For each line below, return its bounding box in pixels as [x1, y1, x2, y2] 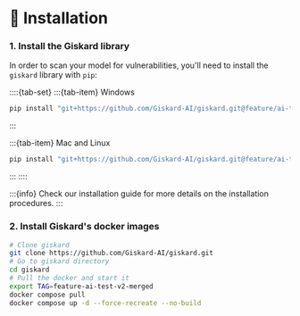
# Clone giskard [9, 240, 70, 249]
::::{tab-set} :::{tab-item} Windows [9, 87, 136, 97]
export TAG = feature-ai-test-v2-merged [9, 281, 154, 291]
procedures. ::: [9, 198, 63, 209]
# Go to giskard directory [9, 257, 110, 266]
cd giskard [9, 265, 50, 275]
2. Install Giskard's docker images [9, 220, 160, 233]
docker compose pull [9, 290, 87, 299]
